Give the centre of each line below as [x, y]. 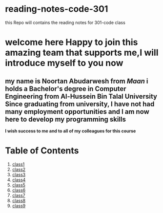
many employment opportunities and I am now [77, 112]
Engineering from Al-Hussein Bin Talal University [81, 96]
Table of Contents [42, 151]
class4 [19, 180]
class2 [19, 169]
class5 [19, 185]
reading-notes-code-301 [57, 9]
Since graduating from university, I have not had [80, 104]
